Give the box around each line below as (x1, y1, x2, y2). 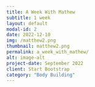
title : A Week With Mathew (6, 9, 75, 15)
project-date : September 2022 (6, 60, 84, 66)
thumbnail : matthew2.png (6, 43, 70, 50)
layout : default (6, 20, 48, 26)
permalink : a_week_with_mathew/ (6, 49, 89, 55)
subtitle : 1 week (6, 15, 51, 21)
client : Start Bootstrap (6, 66, 70, 72)
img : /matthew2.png (6, 37, 56, 43)
